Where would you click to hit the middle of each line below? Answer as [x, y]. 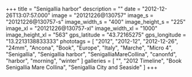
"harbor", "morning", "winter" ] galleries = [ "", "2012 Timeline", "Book [94, 61]
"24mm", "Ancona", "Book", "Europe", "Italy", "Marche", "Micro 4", [89, 48]
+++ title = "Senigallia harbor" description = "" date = [73, 9]
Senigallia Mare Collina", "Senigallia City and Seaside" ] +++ [82, 67]
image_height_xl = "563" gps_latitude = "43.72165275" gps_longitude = [96, 35]
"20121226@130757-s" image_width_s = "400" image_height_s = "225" [96, 22]
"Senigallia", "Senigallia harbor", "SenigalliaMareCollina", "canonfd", [91, 54]
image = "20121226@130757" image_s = [102, 15]
